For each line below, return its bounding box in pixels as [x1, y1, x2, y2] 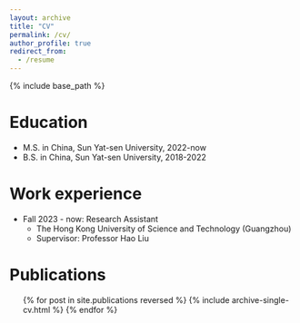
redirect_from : [9, 47, 67, 56]
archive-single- [231, 294, 289, 305]
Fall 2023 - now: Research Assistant [22, 213, 159, 224]
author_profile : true [9, 38, 92, 48]
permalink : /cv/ [9, 30, 71, 39]
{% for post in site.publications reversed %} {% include [22, 294, 230, 305]
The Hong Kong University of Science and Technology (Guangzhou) [35, 223, 292, 234]
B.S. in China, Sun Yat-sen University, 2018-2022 [22, 152, 206, 162]
